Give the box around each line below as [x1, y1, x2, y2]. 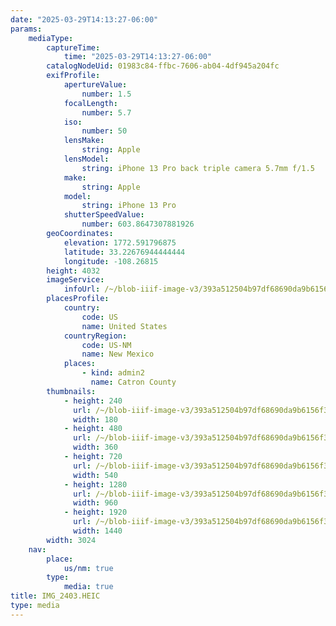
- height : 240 [63, 396, 123, 406]
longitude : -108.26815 [63, 256, 159, 266]
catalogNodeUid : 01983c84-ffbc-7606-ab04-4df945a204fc [46, 61, 280, 71]
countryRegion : [63, 331, 128, 341]
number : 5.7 [81, 107, 132, 118]
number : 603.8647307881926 [81, 219, 195, 230]
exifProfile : [46, 71, 101, 81]
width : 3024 [46, 535, 97, 545]
